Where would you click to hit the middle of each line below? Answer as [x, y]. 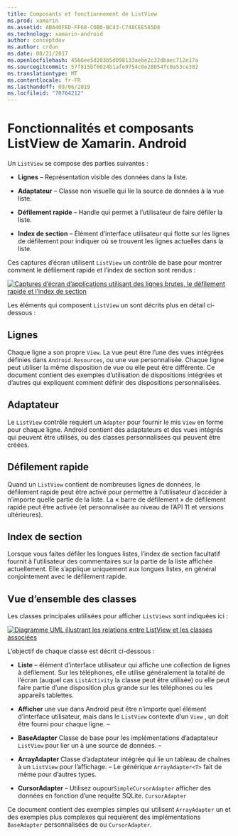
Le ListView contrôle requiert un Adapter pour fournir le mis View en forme [115, 422]
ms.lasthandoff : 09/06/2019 [49, 87]
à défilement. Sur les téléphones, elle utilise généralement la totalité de [121, 672]
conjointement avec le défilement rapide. [67, 576]
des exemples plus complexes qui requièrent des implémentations [104, 817]
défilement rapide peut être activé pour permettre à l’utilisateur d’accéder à [117, 492]
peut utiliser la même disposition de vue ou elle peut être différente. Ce [111, 367]
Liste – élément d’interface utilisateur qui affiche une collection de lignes [124, 665]
